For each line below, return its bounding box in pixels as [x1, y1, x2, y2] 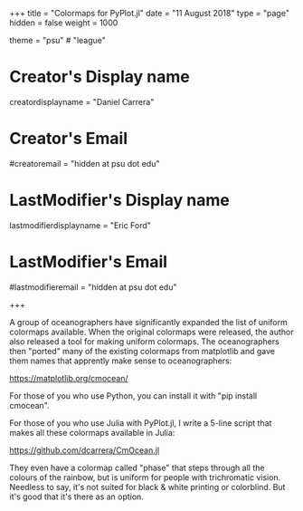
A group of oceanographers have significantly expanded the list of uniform [9, 316, 288, 327]
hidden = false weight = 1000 [9, 17, 118, 28]
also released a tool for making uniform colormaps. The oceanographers [9, 335, 280, 347]
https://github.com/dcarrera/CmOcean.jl [9, 444, 160, 456]
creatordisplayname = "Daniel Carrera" [9, 96, 155, 107]
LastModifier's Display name [9, 190, 231, 211]
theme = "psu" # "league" [9, 35, 107, 45]
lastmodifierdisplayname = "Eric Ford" [9, 219, 152, 230]
